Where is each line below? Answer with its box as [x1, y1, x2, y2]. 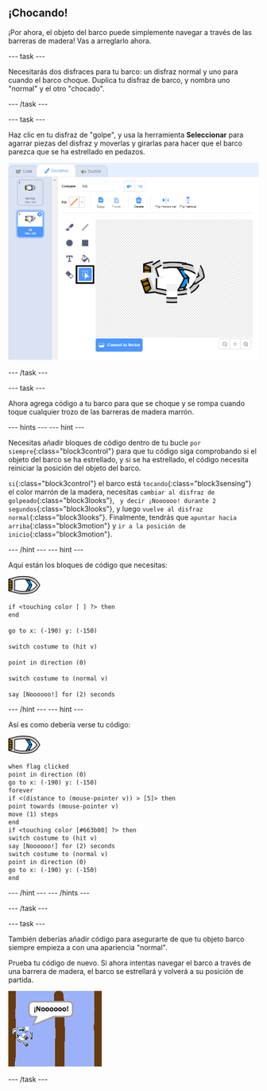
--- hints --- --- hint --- [8, 422, 85, 432]
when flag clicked [8, 762, 69, 770]
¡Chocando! [8, 6, 68, 20]
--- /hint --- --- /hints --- [8, 887, 90, 898]
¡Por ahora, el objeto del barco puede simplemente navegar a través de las [8, 27, 253, 37]
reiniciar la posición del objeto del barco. [8, 463, 141, 473]
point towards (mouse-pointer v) [8, 802, 119, 810]
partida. [8, 975, 34, 984]
